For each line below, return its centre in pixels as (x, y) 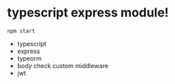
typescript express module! (88, 13)
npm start (21, 31)
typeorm (29, 58)
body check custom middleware (63, 65)
